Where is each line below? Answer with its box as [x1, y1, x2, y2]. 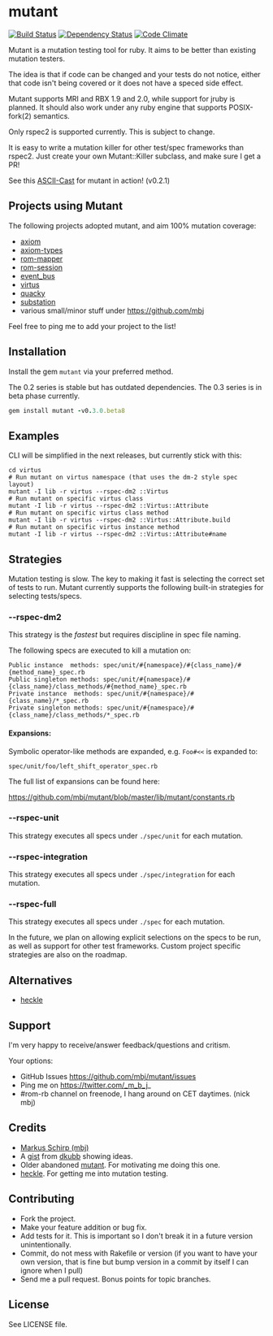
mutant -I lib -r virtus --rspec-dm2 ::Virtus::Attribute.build [8, 516, 231, 524]
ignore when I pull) [19, 1265, 84, 1275]
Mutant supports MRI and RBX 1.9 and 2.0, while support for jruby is [8, 93, 236, 103]
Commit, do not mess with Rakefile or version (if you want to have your [19, 1248, 258, 1258]
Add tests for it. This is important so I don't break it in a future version [19, 1230, 253, 1241]
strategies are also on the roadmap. [8, 950, 128, 960]
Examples [8, 429, 59, 443]
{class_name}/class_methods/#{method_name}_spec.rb [8, 683, 187, 691]
